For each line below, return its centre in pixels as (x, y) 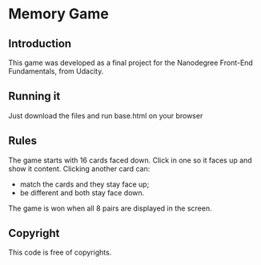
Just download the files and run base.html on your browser (106, 115)
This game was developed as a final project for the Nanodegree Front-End (131, 62)
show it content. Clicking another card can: (79, 168)
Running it (34, 96)
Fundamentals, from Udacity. (56, 71)
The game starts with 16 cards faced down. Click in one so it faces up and (130, 160)
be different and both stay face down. (82, 192)
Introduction (40, 44)
